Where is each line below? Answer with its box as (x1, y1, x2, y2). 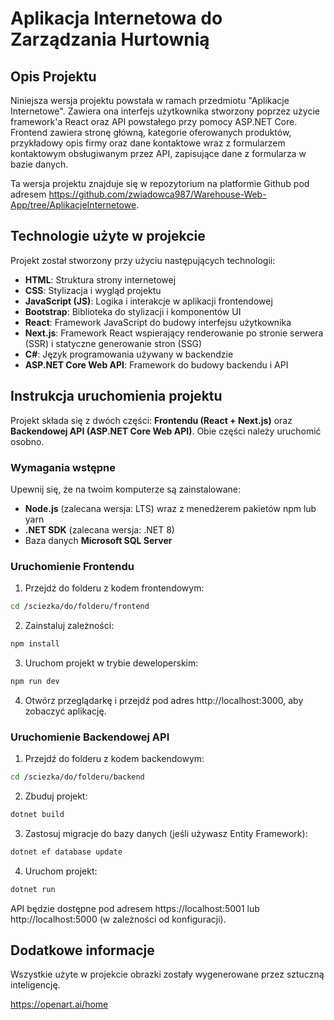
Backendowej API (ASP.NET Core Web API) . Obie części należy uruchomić (10, 425, 322, 437)
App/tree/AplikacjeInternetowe (10, 199, 137, 211)
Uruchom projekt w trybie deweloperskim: (24, 657, 199, 669)
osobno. (10, 435, 45, 447)
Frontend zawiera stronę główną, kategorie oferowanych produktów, (10, 127, 292, 138)
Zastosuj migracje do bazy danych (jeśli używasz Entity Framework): (24, 827, 308, 839)
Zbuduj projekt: (24, 790, 88, 802)
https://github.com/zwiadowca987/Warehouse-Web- (48, 188, 267, 200)
